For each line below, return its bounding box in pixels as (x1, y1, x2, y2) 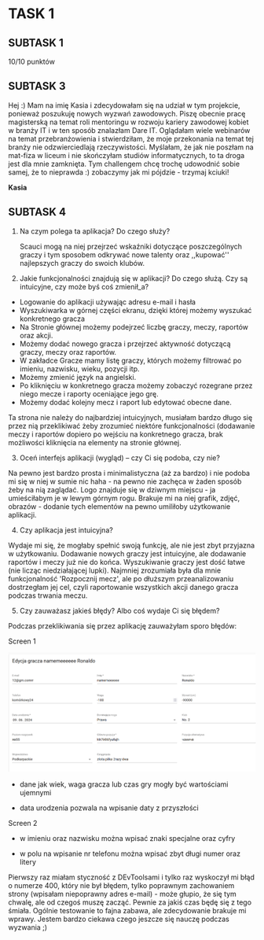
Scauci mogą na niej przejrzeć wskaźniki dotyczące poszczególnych (19, 241, 242, 251)
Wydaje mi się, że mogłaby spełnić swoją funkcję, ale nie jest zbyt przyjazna (8, 540, 255, 550)
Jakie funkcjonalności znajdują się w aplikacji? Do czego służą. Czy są (19, 273, 248, 283)
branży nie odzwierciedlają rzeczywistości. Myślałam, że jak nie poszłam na (8, 142, 254, 152)
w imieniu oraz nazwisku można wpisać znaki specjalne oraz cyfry (19, 834, 236, 842)
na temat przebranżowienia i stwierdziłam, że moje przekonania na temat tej (8, 134, 254, 143)
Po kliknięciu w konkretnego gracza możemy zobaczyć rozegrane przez (19, 381, 253, 390)
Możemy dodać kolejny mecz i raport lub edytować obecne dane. (19, 397, 232, 407)
